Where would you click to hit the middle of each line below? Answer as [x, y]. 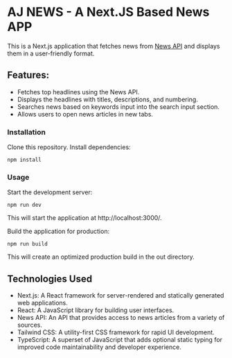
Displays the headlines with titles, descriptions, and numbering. [108, 99]
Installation [27, 132]
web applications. [42, 303]
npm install [24, 160]
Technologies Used [50, 279]
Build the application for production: [58, 231]
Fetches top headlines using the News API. [78, 92]
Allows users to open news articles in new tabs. [85, 114]
